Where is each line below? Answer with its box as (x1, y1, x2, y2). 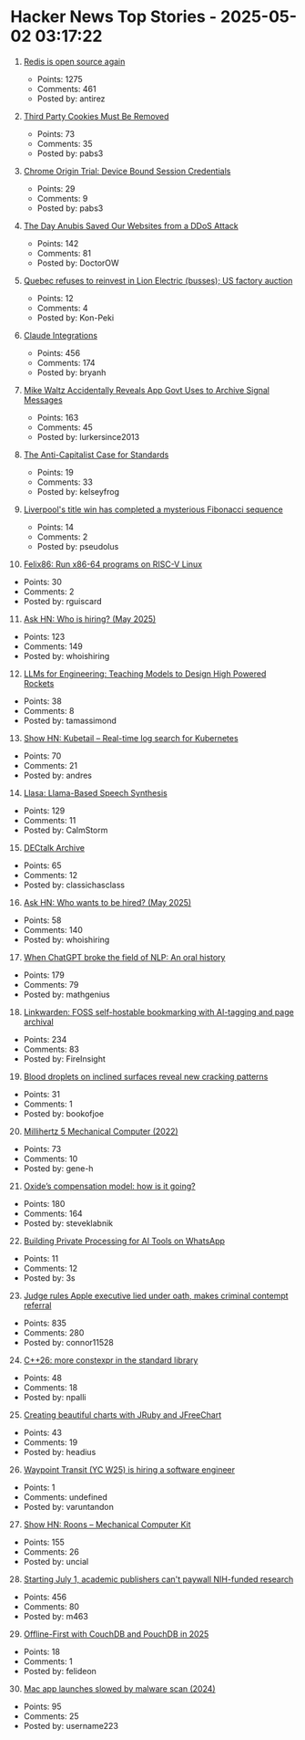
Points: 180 (23, 1198, 66, 1209)
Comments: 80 (23, 1600, 80, 1612)
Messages (23, 394, 63, 405)
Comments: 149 (23, 641, 83, 652)
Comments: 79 (23, 979, 79, 990)
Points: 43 (23, 1427, 63, 1438)
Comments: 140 (23, 924, 83, 935)
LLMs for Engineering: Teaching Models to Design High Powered (23, 668, 267, 679)
